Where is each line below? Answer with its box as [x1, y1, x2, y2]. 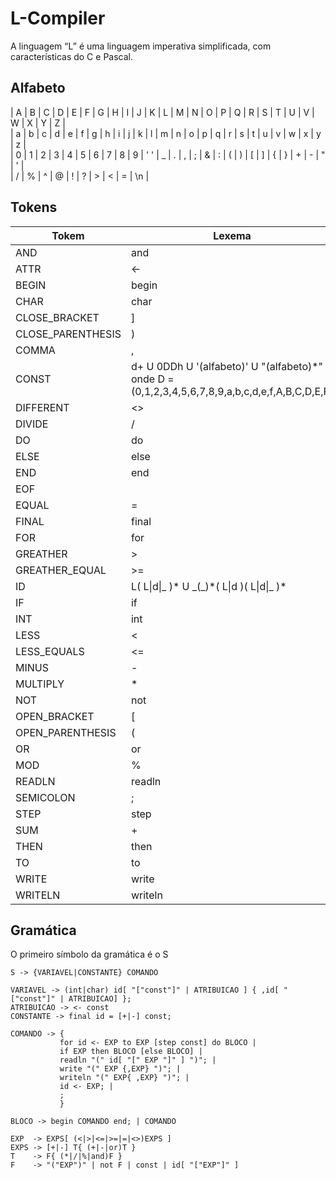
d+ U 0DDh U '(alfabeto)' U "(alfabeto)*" [130, 359, 324, 373]
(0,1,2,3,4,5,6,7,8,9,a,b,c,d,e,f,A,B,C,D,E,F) [130, 384, 334, 398]
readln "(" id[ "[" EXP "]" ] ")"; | [59, 1055, 217, 1066]
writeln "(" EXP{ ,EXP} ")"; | [59, 1073, 190, 1083]
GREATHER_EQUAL [15, 563, 107, 577]
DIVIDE [15, 417, 49, 431]
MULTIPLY [15, 677, 65, 691]
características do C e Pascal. [10, 50, 133, 62]
